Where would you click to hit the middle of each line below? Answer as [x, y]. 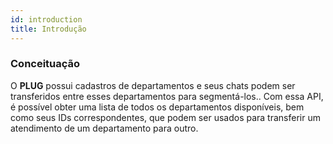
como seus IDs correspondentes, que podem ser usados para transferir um [165, 117]
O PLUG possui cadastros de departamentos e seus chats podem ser [153, 85]
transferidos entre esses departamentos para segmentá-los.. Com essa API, [167, 96]
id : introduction [46, 19]
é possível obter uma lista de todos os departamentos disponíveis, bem [157, 107]
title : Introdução [48, 29]
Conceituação [45, 64]
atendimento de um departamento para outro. [104, 128]
